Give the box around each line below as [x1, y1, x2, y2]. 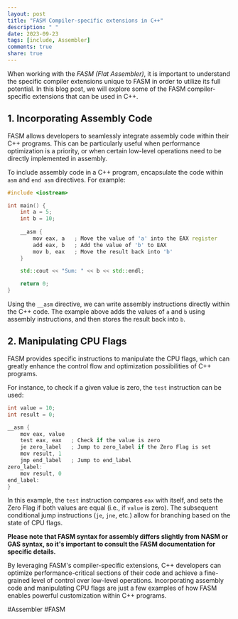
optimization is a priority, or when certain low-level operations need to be [7, 146, 222, 155]
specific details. [7, 547, 56, 556]
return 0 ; [20, 280, 50, 287]
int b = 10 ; [20, 215, 55, 222]
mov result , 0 [20, 470, 62, 477]
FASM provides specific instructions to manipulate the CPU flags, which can [7, 354, 230, 363]
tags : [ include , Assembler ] [7, 37, 91, 44]
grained [7, 576, 31, 585]
